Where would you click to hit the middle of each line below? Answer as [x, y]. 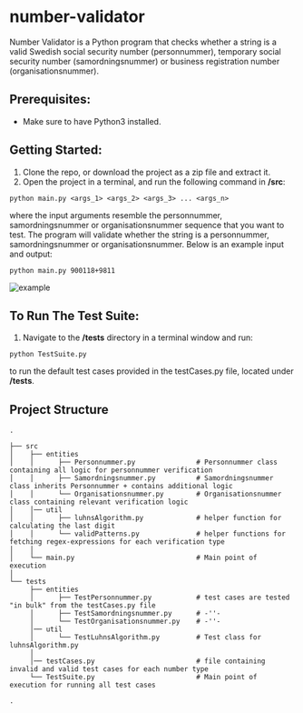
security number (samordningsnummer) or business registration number [145, 61]
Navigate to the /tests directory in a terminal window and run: [138, 337]
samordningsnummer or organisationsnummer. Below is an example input [147, 244]
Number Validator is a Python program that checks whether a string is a [143, 42]
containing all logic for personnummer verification [111, 470]
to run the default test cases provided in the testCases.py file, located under [151, 371]
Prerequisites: [50, 100]
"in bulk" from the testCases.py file [83, 606]
